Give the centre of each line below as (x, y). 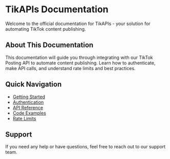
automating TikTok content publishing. (46, 29)
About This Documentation (49, 45)
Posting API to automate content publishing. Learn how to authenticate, (80, 63)
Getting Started (29, 97)
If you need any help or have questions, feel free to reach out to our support (86, 147)
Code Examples (29, 113)
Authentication (28, 102)
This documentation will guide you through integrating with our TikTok (79, 57)
